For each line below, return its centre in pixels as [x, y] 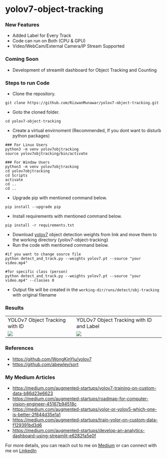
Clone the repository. [34, 94]
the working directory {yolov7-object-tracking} [60, 240]
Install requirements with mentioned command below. [67, 216]
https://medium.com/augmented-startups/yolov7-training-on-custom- [84, 388]
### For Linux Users [27, 145]
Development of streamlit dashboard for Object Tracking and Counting [84, 70]
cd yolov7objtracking [28, 171]
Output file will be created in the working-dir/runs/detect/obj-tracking [86, 290]
